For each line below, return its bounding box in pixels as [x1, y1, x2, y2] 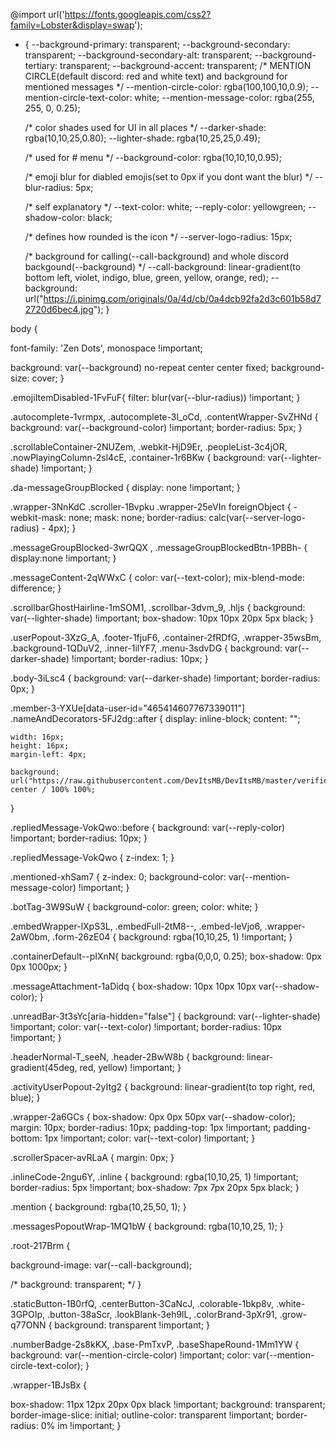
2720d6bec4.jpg [24, 304, 94, 315]
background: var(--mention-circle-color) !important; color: [10, 1349, 251, 1361]
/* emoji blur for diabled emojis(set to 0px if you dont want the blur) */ [24, 171, 313, 183]
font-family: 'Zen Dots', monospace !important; [10, 342, 203, 354]
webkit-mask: [10, 512, 67, 523]
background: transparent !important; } [54, 1319, 210, 1331]
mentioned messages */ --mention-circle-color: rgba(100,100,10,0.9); [24, 81, 309, 93]
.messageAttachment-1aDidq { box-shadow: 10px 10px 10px [10, 980, 257, 992]
